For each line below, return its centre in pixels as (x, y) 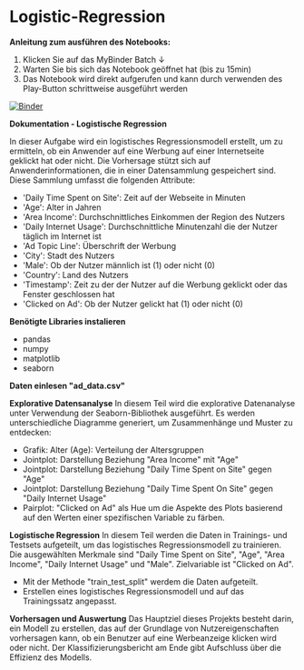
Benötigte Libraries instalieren (68, 321)
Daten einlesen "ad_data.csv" (67, 385)
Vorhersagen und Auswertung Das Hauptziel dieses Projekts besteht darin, (152, 618)
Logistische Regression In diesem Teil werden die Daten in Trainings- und (148, 535)
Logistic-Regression (88, 17)
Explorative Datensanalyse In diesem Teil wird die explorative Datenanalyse (152, 403)
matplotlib (41, 358)
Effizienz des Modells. (51, 657)
